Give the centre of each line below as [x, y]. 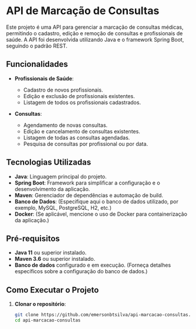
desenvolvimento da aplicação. [52, 189]
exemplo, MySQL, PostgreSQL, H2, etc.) [63, 207]
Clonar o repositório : [40, 304]
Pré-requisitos [33, 238]
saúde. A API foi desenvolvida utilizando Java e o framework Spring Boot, [95, 39]
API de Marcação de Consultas [83, 11]
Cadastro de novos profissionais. [63, 90]
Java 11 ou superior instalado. [50, 253]
